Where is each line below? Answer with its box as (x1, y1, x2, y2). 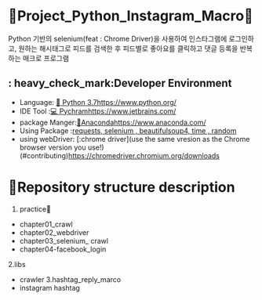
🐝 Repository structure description (8, 178, 235, 196)
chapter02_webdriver (19, 227, 89, 237)
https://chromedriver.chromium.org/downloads (67, 150, 220, 160)
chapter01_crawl (19, 219, 73, 229)
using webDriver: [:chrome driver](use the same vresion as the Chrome (19, 134, 250, 143)
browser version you (19, 143, 86, 152)
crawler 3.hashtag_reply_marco (19, 274, 122, 284)
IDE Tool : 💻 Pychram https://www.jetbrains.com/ (19, 106, 176, 116)
